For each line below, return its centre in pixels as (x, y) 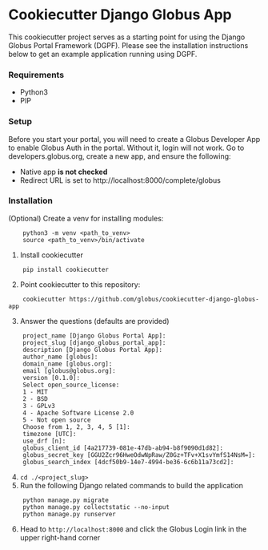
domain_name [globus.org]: (68, 364)
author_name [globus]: (60, 357)
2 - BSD (35, 398)
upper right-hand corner (60, 537)
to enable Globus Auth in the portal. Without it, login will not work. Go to (126, 148)
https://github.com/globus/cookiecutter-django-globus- (164, 299)
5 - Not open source (57, 420)
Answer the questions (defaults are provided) (94, 321)
